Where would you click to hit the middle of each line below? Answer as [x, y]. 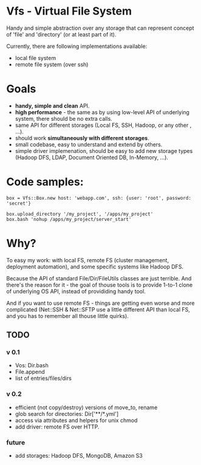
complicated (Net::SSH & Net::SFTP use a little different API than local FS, [98, 309]
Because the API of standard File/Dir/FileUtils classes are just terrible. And [99, 278]
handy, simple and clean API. [52, 106]
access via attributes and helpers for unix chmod [76, 420]
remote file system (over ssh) [52, 64]
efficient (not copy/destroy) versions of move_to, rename [86, 407]
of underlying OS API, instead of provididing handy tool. [76, 291]
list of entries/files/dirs [43, 378]
